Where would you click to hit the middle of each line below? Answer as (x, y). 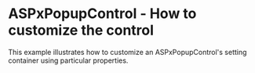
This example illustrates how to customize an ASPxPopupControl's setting (127, 52)
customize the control (81, 30)
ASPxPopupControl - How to (102, 14)
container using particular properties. (68, 60)
